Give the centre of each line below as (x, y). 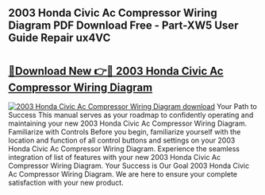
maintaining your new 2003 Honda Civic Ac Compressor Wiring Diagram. (128, 123)
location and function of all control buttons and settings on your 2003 (122, 140)
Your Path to (237, 106)
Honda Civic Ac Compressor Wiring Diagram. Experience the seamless (124, 149)
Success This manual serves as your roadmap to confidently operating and (131, 115)
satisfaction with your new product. (66, 183)
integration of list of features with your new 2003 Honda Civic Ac (114, 157)
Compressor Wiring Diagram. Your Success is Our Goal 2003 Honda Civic (129, 166)
